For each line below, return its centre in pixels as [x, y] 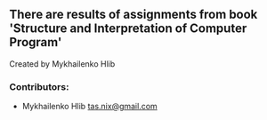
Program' [36, 42]
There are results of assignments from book [133, 15]
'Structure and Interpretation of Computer [128, 29]
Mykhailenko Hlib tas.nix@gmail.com [89, 107]
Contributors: [39, 86]
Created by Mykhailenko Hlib [62, 64]
